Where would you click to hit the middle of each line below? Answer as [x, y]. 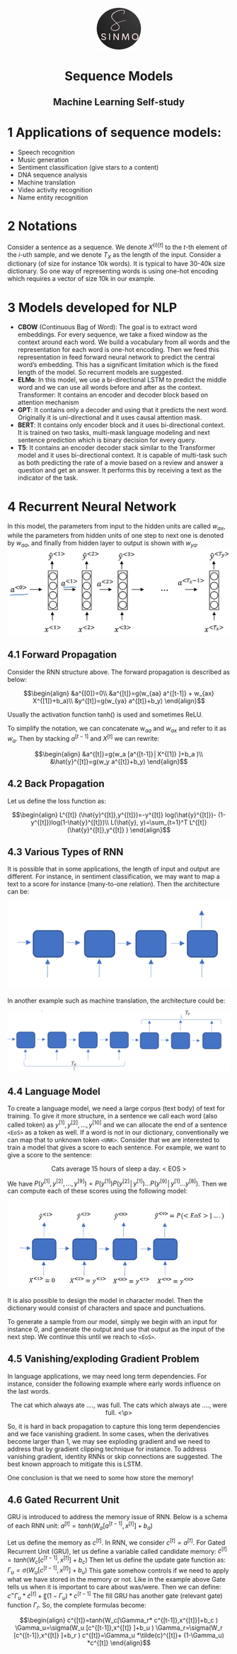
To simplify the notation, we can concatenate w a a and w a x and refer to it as [117, 729]
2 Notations [42, 226]
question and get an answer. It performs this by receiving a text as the [120, 470]
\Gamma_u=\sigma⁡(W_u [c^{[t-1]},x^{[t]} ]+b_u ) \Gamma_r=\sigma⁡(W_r [119, 1628]
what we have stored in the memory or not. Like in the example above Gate [116, 1579]
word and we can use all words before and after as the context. [110, 387]
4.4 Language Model [54, 1091]
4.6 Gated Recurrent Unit [63, 1500]
